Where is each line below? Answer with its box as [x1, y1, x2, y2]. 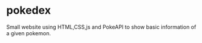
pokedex [6, 4, 52, 17]
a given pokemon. [6, 29, 52, 36]
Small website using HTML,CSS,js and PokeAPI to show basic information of [6, 23, 197, 30]
